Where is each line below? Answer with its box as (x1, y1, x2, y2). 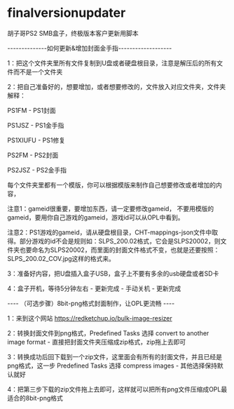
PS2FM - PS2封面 (7, 151, 59, 159)
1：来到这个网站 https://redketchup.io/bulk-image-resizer (7, 314, 173, 322)
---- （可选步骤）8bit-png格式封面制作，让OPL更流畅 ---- (7, 299, 175, 307)
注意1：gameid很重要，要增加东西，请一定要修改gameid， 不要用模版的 (7, 204, 214, 213)
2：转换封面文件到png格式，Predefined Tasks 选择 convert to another (7, 328, 209, 337)
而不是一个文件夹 (13, 67, 63, 76)
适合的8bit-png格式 (7, 394, 63, 402)
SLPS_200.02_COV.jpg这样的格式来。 (7, 254, 116, 262)
